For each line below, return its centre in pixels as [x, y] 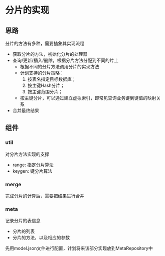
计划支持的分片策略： [42, 73]
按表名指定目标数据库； [52, 79]
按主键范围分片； [45, 92]
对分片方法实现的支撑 [27, 154]
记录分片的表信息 [23, 221]
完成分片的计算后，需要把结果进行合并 [45, 196]
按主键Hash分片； [46, 85]
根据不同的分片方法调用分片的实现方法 [59, 67]
